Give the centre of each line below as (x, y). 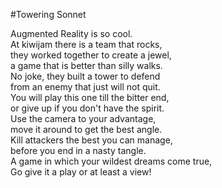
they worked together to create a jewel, (91, 55)
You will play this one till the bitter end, (90, 97)
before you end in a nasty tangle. (78, 150)
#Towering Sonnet (48, 14)
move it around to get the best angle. (86, 129)
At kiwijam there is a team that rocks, (86, 44)
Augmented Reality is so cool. (71, 33)
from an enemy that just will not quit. (85, 87)
